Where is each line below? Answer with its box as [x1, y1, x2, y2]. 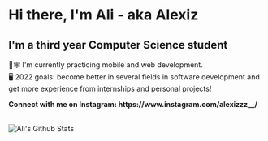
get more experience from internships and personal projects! [8, 83, 212, 93]
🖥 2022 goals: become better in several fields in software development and [8, 72, 260, 82]
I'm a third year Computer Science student [8, 38, 228, 52]
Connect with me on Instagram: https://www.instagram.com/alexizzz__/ [8, 100, 258, 109]
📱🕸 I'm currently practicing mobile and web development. [8, 60, 203, 70]
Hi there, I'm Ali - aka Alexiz [8, 6, 199, 24]
